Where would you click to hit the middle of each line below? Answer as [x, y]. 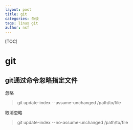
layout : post [18, 9]
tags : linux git [22, 23]
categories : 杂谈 [22, 19]
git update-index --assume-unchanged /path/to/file [69, 103]
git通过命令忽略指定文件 [41, 80]
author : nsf [17, 28]
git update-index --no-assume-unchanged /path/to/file [72, 123]
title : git [16, 14]
